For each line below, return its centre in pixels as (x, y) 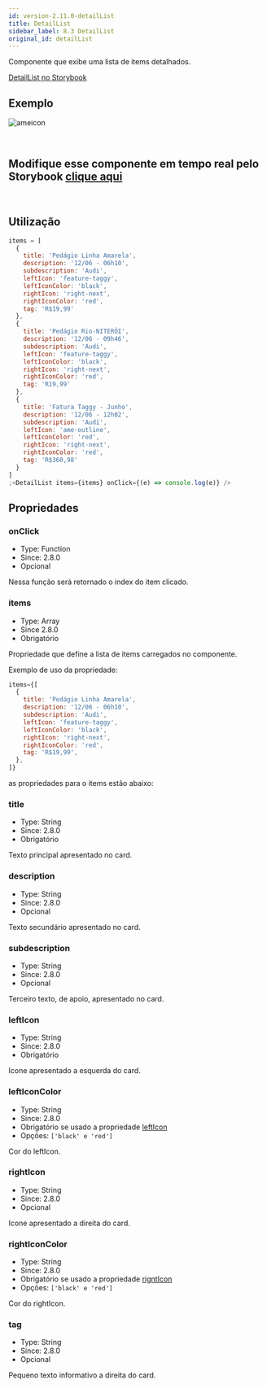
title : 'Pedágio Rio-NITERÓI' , (76, 332)
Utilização (35, 222)
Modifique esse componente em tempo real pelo (133, 164)
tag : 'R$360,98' (51, 460)
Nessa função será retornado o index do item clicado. (98, 582)
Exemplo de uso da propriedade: (63, 670)
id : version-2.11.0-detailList (61, 16)
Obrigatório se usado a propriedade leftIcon (94, 1127)
